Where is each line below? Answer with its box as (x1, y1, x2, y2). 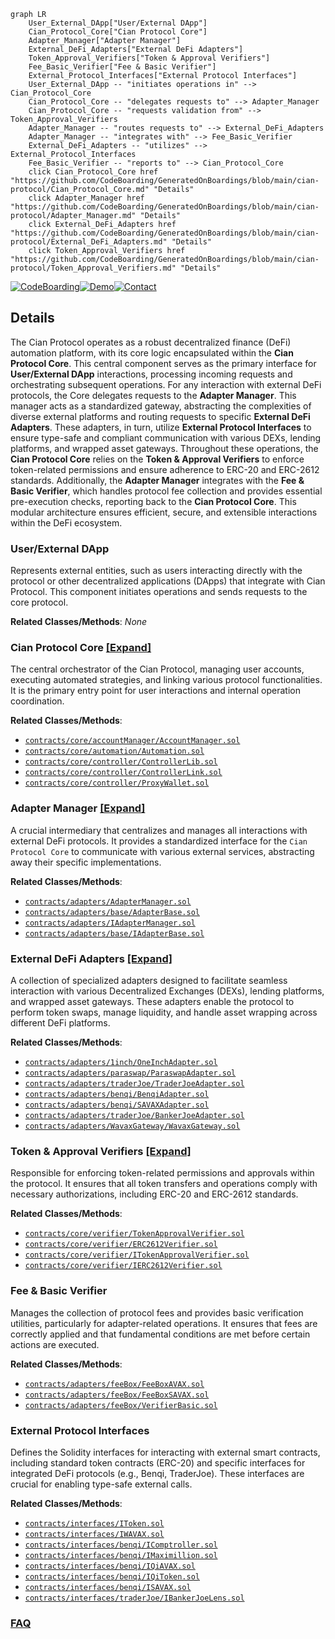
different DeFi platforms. (10, 1017, 111, 1029)
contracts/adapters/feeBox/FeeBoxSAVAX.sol (24, 1390, 210, 1400)
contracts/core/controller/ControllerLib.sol (24, 757, 218, 767)
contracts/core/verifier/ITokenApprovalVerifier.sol (24, 1250, 250, 1260)
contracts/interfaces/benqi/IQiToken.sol (24, 1571, 200, 1582)
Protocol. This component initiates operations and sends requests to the (10, 586, 308, 598)
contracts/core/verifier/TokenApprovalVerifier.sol (24, 1229, 245, 1239)
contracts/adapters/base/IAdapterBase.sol (24, 928, 205, 939)
